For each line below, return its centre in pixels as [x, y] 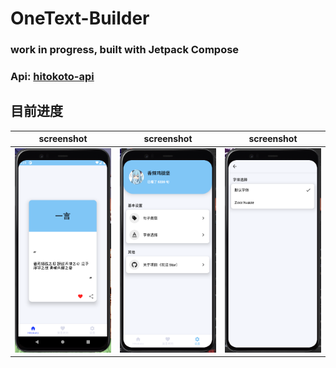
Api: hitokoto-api [52, 77]
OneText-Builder [80, 18]
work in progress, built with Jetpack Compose [125, 50]
